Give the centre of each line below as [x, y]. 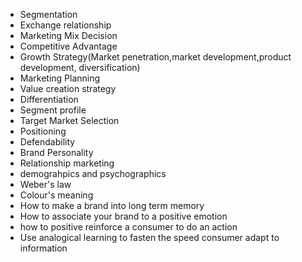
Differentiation [49, 99]
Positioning [43, 131]
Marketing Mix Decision [68, 35]
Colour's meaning [56, 195]
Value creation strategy [68, 88]
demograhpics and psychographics [93, 173]
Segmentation [48, 14]
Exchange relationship [65, 25]
